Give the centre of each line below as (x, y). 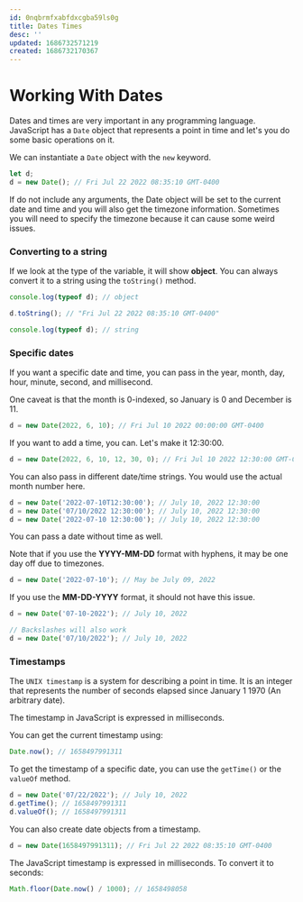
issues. (23, 228)
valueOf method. (40, 779)
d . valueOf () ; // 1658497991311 (68, 812)
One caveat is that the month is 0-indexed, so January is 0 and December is (151, 400)
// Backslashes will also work (68, 630)
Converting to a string (59, 251)
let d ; (22, 174)
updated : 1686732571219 (54, 43)
